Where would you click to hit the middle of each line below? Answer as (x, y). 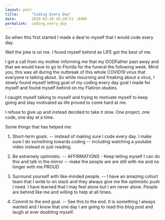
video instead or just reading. (42, 147)
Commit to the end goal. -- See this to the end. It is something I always (84, 202)
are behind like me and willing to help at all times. (62, 192)
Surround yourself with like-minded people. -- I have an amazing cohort (85, 176)
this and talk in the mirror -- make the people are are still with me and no (85, 162)
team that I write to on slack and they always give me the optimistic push (86, 182)
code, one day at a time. (30, 117)
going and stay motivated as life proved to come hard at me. (66, 103)
